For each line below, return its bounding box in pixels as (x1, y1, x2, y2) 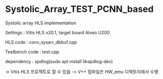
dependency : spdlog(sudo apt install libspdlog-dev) (5, 58, 113, 64)
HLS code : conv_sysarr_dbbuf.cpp (5, 39, 77, 45)
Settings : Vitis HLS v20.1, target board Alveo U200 (5, 29, 110, 35)
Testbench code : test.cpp (5, 49, 59, 55)
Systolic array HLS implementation (5, 20, 76, 26)
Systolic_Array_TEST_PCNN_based (5, 3, 154, 15)
